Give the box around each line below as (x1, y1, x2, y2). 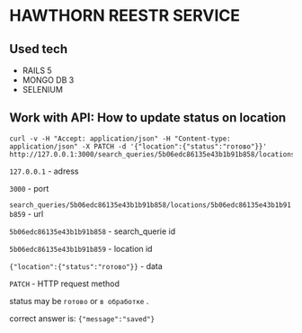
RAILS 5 (22, 65, 52, 76)
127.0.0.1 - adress (9, 166, 79, 176)
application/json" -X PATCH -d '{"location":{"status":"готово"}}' (9, 141, 268, 151)
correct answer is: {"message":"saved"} (9, 312, 155, 324)
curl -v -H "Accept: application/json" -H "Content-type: (9, 134, 231, 143)
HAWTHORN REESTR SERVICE (9, 5, 241, 26)
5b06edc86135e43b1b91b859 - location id (9, 243, 153, 254)
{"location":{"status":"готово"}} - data (9, 260, 164, 271)
